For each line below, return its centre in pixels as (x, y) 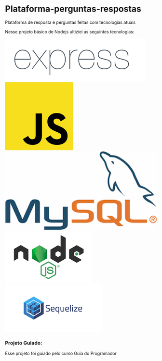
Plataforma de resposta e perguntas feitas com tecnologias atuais (70, 22)
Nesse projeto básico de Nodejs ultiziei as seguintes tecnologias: (70, 31)
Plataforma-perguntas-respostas (73, 9)
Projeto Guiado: (24, 343)
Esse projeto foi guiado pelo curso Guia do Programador (61, 353)
